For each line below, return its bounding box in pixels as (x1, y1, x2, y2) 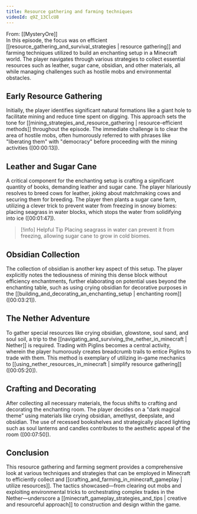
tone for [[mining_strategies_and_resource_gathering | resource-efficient (6, 119, 182, 127)
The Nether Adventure (6, 314, 90, 324)
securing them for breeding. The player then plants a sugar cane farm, (6, 196, 176, 203)
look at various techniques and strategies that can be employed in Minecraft (6, 470, 191, 477)
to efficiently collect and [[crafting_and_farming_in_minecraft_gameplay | (6, 476, 182, 483)
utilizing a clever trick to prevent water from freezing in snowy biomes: (6, 202, 177, 209)
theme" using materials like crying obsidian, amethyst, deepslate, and (6, 412, 175, 419)
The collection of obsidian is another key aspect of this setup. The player (6, 265, 183, 272)
